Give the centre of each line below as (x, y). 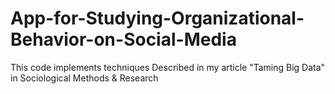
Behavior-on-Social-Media (123, 39)
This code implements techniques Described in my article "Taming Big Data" (168, 67)
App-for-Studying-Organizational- (157, 18)
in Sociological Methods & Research (84, 78)
